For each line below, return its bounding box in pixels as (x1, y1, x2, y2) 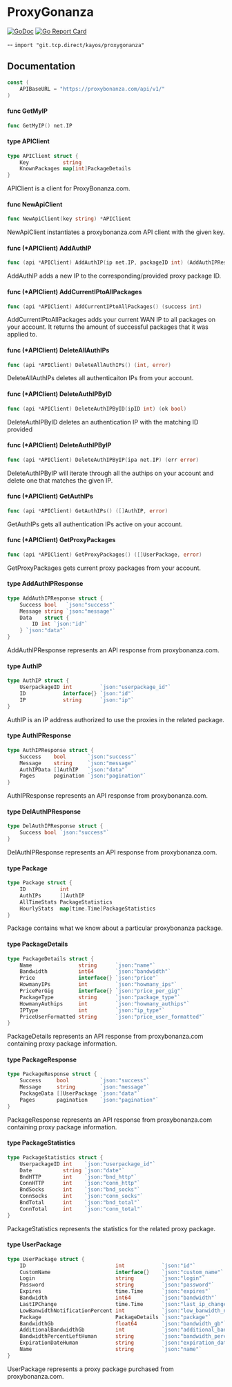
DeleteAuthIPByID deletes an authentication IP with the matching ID (7, 418, 199, 426)
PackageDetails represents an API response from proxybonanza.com (7, 1032, 204, 1041)
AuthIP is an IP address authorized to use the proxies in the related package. (7, 715, 224, 724)
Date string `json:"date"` (19, 1167, 126, 1174)
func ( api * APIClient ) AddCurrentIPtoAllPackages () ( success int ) (7, 303, 202, 310)
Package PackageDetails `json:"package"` (19, 1314, 212, 1321)
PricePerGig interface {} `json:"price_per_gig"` (19, 987, 184, 994)
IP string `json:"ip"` (19, 697, 135, 704)
